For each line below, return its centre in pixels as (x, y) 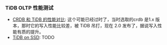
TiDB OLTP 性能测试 (29, 7)
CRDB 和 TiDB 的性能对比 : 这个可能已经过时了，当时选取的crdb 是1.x (83, 20)
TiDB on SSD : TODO (33, 38)
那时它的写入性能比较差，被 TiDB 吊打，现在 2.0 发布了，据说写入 (90, 26)
